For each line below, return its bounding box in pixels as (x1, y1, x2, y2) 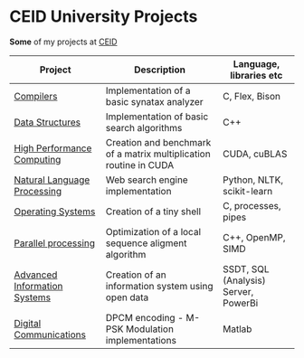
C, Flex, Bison (223, 89, 280, 102)
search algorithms (105, 121, 183, 134)
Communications (14, 328, 86, 341)
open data (105, 291, 149, 304)
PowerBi (223, 297, 259, 309)
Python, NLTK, (223, 174, 283, 186)
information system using (105, 279, 214, 292)
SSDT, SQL (223, 262, 270, 275)
